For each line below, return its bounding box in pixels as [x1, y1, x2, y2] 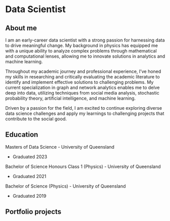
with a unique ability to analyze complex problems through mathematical [5, 48, 157, 54]
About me [5, 24, 37, 32]
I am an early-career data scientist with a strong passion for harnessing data [5, 37, 165, 43]
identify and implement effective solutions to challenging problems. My [5, 79, 154, 85]
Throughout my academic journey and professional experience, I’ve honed [5, 68, 161, 74]
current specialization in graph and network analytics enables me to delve [5, 84, 160, 91]
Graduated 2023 [12, 153, 47, 160]
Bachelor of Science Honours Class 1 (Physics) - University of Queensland [5, 163, 161, 169]
